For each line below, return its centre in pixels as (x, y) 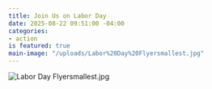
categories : (28, 31)
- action (23, 38)
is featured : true (39, 46)
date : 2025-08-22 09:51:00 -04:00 (67, 23)
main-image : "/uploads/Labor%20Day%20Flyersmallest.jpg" (106, 53)
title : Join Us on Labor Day (57, 16)
